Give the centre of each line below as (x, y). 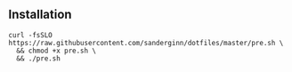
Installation (40, 15)
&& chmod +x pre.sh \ (57, 51)
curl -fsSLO (30, 35)
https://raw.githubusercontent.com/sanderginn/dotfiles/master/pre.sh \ (146, 43)
